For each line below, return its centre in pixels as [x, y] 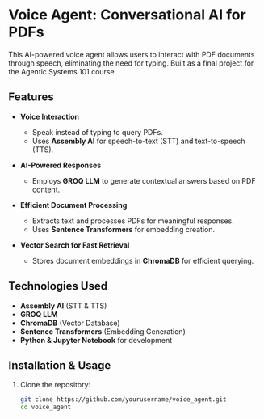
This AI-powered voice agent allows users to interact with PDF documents [132, 54]
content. [46, 189]
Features [31, 97]
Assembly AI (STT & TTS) [63, 306]
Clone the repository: [55, 385]
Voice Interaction [49, 116]
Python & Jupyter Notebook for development [96, 340]
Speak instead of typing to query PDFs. [97, 132]
